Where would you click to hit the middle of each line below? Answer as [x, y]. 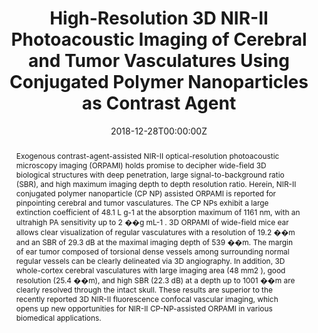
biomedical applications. [58, 317]
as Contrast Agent [159, 103]
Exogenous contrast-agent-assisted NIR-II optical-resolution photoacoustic [147, 155]
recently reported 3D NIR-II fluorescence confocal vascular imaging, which [147, 298]
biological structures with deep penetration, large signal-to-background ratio [150, 174]
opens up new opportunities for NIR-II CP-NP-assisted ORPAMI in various [144, 308]
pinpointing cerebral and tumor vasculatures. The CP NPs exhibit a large [142, 202]
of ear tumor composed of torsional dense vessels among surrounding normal [152, 251]
